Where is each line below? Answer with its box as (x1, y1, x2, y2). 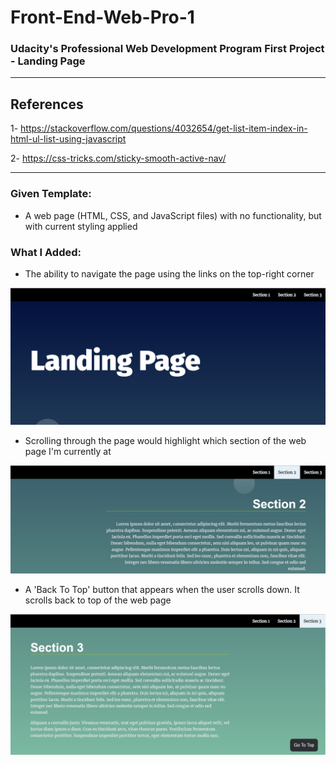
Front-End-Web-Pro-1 (10, 6, 195, 29)
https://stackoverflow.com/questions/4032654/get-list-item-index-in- (20, 122, 308, 135)
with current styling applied (24, 220, 138, 232)
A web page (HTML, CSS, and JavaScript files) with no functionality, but (24, 209, 322, 221)
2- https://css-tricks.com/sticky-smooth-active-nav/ (10, 152, 227, 165)
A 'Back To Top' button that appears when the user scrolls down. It (24, 583, 300, 595)
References (10, 96, 84, 113)
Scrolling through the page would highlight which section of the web (24, 434, 307, 446)
